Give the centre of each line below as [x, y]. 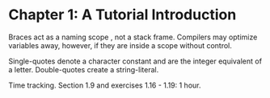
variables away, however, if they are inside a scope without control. [120, 45]
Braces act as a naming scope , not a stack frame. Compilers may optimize [133, 37]
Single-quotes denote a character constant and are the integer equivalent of [135, 61]
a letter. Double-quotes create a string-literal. [84, 69]
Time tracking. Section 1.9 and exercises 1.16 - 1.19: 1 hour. [105, 85]
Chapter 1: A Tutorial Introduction [122, 15]
